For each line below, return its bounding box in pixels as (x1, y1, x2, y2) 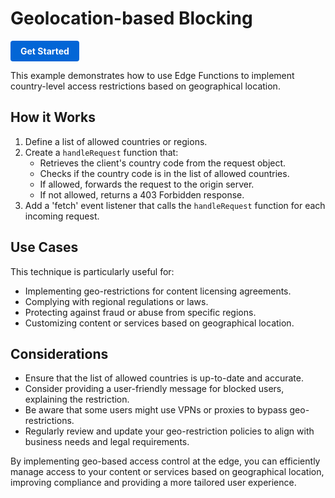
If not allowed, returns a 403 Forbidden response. (39, 188, 245, 201)
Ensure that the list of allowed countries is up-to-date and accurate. (24, 372, 304, 384)
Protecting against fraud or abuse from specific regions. (24, 306, 257, 318)
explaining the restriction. (24, 393, 130, 406)
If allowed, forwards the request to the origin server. (39, 178, 255, 190)
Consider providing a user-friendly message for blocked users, (24, 383, 285, 395)
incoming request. (24, 210, 100, 222)
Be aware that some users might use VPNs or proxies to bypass (24, 404, 288, 416)
